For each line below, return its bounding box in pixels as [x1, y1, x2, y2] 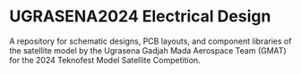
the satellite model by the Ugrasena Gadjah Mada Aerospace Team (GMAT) [9, 45, 287, 55]
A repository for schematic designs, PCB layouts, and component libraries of [9, 36, 292, 46]
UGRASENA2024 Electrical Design [9, 6, 271, 27]
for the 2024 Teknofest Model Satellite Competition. [9, 54, 201, 65]
